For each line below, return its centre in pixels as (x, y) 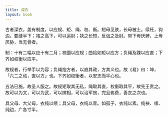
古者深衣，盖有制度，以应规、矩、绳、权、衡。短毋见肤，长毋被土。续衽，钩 (84, 29)
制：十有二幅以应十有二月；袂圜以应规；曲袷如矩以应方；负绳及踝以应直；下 (84, 52)
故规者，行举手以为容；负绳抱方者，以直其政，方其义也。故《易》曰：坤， (82, 69)
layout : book (19, 14)
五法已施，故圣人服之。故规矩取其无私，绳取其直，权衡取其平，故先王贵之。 (84, 86)
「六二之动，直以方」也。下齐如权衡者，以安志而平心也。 (64, 75)
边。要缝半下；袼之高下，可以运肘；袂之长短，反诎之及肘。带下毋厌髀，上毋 (84, 35)
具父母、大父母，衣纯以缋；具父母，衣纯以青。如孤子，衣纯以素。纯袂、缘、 (84, 103)
